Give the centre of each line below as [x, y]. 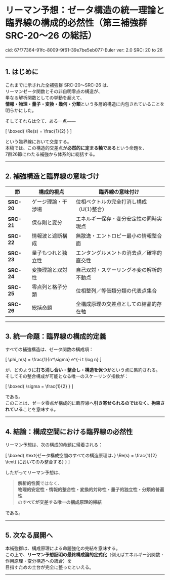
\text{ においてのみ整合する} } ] [37, 462]
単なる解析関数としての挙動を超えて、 [45, 98]
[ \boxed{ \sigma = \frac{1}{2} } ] [39, 386]
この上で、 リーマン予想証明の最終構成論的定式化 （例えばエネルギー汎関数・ [85, 554]
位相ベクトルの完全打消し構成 [111, 202]
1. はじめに [22, 72]
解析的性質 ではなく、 [40, 484]
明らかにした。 [21, 110]
